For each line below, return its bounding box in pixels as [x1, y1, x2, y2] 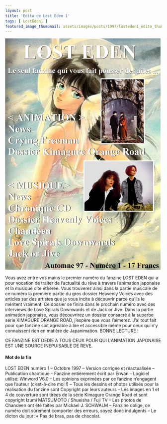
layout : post [5, 8, 32, 13]
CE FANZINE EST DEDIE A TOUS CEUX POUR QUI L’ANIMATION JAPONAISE [5, 338, 162, 344]
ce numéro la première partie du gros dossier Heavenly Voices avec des [5, 291, 153, 297]
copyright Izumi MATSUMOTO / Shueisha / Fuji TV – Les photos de [5, 397, 142, 403]
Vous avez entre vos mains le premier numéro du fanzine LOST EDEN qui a [5, 275, 158, 281]
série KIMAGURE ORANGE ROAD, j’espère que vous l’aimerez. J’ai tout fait [5, 317, 157, 323]
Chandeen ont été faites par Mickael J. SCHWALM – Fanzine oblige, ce [5, 403, 151, 409]
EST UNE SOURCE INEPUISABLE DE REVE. [5, 343, 93, 349]
